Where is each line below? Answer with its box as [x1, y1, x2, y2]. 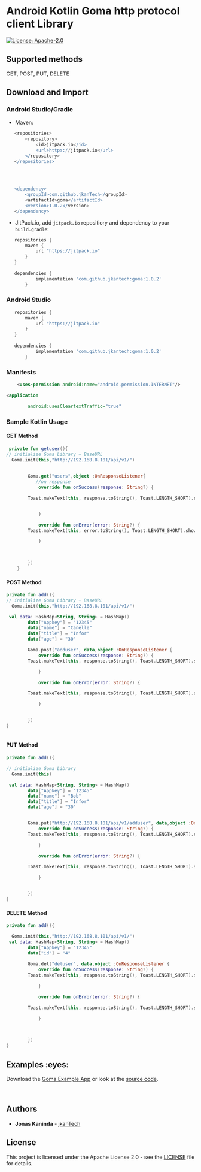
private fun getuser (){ [8, 445, 68, 452]
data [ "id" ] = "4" [28, 950, 71, 956]
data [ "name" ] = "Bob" [28, 793, 82, 799]
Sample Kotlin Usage [6, 418, 68, 426]
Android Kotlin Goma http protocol [6, 4, 180, 18]
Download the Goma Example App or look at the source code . [6, 1075, 159, 1082]
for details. [6, 1159, 33, 1167]
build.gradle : [14, 225, 49, 232]
